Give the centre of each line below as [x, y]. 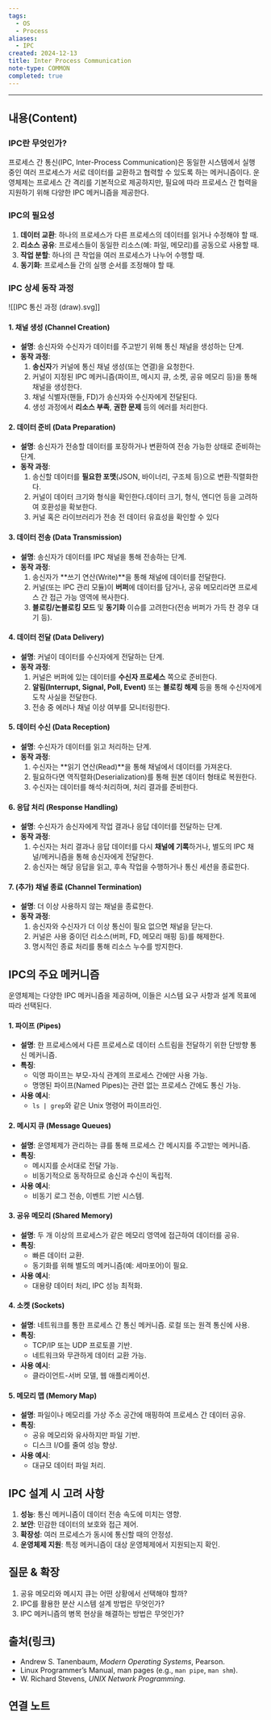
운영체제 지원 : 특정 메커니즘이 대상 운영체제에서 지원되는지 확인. [120, 1544]
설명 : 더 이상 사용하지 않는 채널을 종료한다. [87, 906]
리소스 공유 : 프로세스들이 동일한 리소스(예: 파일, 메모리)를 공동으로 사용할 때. [140, 245]
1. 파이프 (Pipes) [35, 1026]
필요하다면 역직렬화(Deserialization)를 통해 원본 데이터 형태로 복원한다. [144, 777]
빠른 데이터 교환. [58, 1255]
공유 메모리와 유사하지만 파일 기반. [86, 1435]
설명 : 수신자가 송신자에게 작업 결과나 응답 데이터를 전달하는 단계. [121, 826]
